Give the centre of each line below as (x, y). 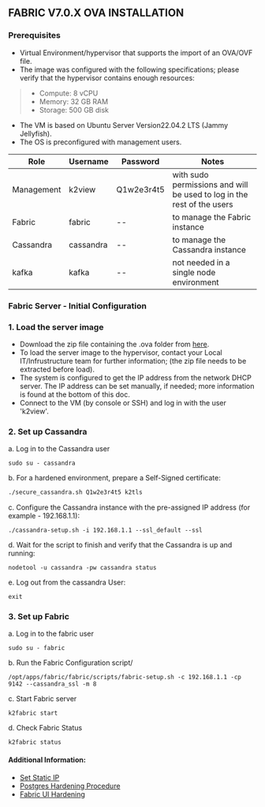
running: (22, 553)
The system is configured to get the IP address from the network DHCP (136, 377)
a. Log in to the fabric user (51, 633)
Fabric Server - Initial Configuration (78, 305)
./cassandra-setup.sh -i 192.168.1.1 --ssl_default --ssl (105, 531)
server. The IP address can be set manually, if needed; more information (137, 386)
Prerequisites (34, 35)
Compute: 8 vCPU (69, 93)
